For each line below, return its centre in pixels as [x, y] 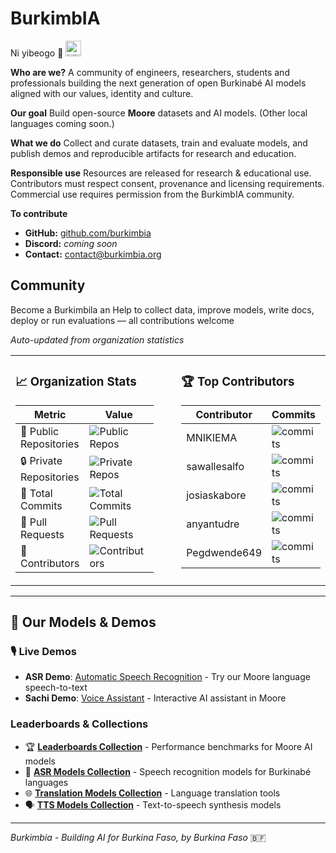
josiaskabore [216, 495]
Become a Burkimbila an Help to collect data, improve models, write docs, [162, 309]
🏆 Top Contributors [238, 381]
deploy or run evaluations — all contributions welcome [122, 320]
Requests [42, 534]
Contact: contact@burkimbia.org [93, 254]
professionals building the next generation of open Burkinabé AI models [158, 83]
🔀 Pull [34, 522]
